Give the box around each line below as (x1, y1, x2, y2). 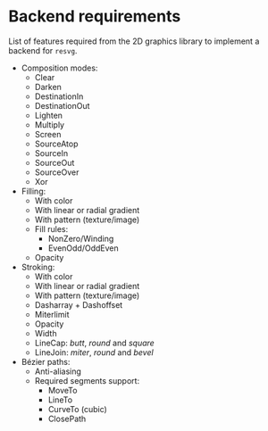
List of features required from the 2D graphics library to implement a (8, 36, 260, 46)
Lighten (34, 110, 63, 120)
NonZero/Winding (47, 233, 114, 244)
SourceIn (34, 147, 69, 158)
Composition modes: (21, 62, 98, 73)
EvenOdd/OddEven (47, 243, 120, 253)
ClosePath (47, 413, 87, 424)
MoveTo (47, 385, 78, 395)
